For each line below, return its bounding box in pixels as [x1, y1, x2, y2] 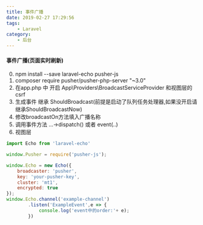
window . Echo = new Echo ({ [6, 162, 72, 169]
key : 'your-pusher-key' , [17, 173, 80, 180]
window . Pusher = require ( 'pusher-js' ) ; [6, 152, 107, 158]
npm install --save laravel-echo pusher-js [15, 70, 119, 78]
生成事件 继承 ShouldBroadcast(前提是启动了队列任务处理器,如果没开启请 [15, 98, 198, 106]
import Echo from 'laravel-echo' [6, 141, 91, 147]
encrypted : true [17, 185, 59, 191]
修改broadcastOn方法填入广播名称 [15, 113, 101, 121]
